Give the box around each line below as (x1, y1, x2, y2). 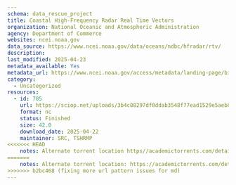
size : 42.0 (20, 121, 52, 129)
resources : (7, 89, 39, 96)
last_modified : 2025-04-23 (7, 56, 86, 63)
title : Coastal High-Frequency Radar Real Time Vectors (7, 17, 174, 24)
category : (7, 75, 37, 83)
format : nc (20, 108, 52, 115)
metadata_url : (7, 69, 49, 76)
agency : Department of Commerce (7, 30, 102, 37)
